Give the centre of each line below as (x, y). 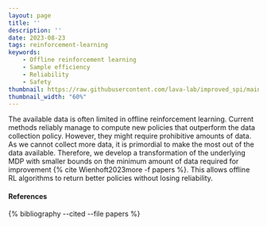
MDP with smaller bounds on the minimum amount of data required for (124, 161)
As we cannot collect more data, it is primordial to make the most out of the (131, 144)
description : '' (35, 30)
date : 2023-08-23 (37, 38)
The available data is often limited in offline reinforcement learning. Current (131, 119)
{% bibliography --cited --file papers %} (74, 214)
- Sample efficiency (56, 67)
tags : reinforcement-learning (58, 45)
